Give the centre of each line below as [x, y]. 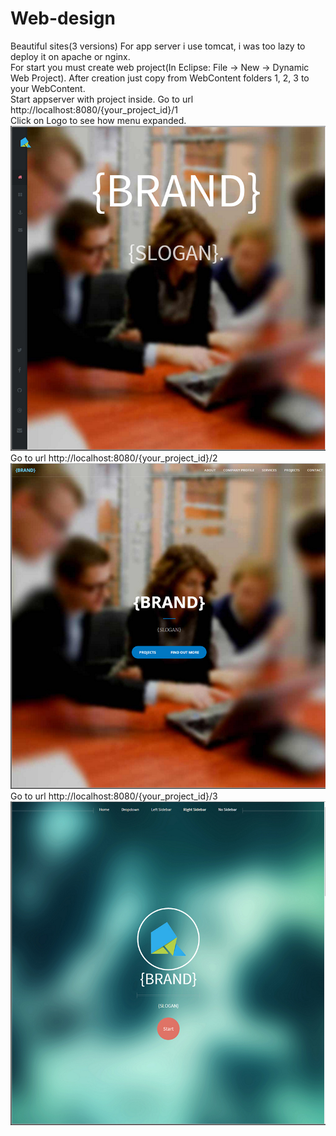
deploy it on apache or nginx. [70, 56]
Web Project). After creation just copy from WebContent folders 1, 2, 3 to [160, 78]
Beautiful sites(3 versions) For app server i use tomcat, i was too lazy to [158, 46]
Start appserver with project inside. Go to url [102, 99]
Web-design [63, 18]
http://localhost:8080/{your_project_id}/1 [94, 109]
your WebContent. [48, 88]
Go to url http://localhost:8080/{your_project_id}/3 [114, 796]
